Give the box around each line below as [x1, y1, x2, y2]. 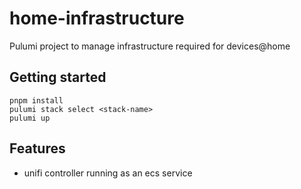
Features [9, 140, 66, 157]
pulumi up [9, 113, 51, 123]
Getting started [9, 69, 107, 86]
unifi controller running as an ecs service [23, 167, 193, 179]
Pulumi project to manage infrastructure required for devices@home [9, 40, 291, 52]
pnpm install [9, 95, 64, 106]
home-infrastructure [9, 7, 185, 30]
